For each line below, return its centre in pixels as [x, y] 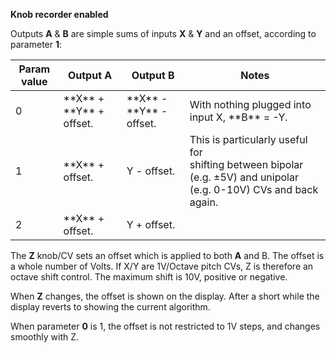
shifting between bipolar [246, 164]
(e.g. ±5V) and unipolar [244, 177]
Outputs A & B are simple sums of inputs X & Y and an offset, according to [163, 33]
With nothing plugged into [250, 104]
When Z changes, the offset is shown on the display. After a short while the [165, 296]
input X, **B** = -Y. [238, 117]
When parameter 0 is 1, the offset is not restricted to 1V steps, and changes [165, 326]
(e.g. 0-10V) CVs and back [254, 189]
